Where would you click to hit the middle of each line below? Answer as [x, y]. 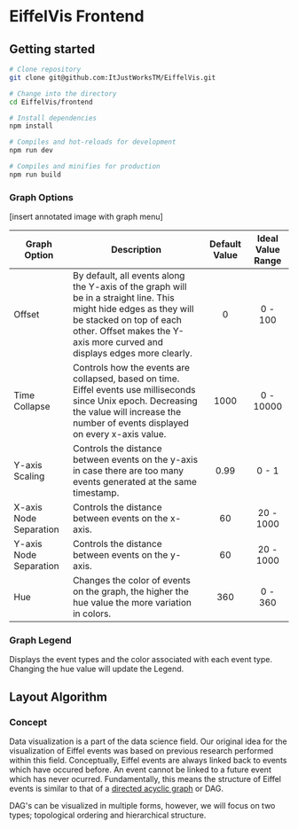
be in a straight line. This [123, 298]
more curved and [128, 342]
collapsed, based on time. [126, 379]
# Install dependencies [53, 118]
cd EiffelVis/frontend [51, 102]
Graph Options [41, 197]
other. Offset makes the [122, 332]
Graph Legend [41, 640]
